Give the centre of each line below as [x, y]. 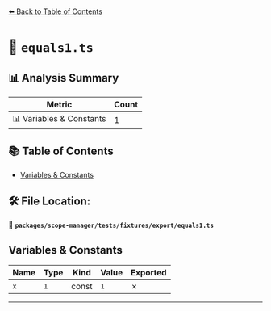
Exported [148, 273]
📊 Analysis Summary [64, 78]
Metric [59, 105]
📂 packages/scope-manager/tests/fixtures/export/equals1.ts [111, 225]
